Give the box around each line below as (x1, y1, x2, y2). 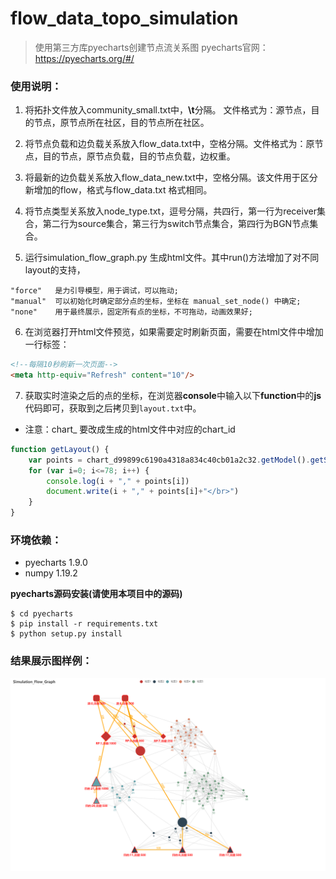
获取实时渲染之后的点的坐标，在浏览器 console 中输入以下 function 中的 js (24, 389, 322, 401)
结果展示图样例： (10, 654, 93, 668)
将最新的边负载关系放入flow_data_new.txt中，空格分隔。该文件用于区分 (24, 172, 318, 184)
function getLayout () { (10, 444, 110, 454)
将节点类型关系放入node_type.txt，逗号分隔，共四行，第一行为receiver (24, 205, 317, 217)
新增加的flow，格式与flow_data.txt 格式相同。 (24, 184, 213, 196)
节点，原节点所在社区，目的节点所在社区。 (33, 117, 210, 129)
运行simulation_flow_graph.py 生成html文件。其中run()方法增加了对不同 (24, 252, 320, 264)
